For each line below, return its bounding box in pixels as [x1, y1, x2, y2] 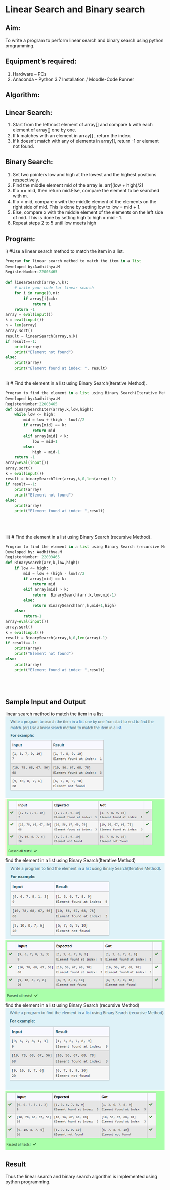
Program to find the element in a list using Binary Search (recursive [5, 544, 159, 549]
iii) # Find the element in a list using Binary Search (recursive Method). [5, 534, 152, 540]
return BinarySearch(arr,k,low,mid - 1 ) [32, 592, 116, 598]
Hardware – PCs [12, 71, 47, 77]
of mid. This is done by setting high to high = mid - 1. [12, 214, 122, 220]
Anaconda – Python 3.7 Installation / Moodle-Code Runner [12, 76, 134, 82]
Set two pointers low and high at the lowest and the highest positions [12, 171, 157, 177]
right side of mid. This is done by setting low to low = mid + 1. [12, 204, 141, 210]
